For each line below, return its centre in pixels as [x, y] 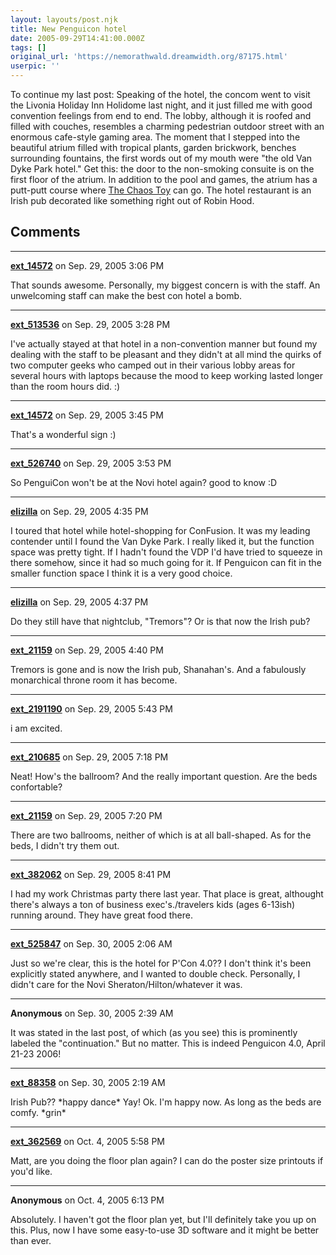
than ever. [31, 1240]
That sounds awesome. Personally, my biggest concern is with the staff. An [165, 285]
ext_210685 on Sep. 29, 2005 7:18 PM [89, 757]
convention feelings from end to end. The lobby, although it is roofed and [161, 115]
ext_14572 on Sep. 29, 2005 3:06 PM [87, 265]
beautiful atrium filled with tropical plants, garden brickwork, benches [153, 147]
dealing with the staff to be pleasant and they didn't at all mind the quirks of [166, 354]
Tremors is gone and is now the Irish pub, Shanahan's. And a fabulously [158, 669]
